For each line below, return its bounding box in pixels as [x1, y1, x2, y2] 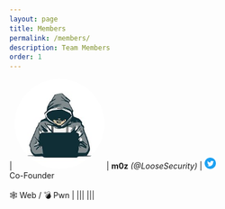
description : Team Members [9, 43, 111, 52]
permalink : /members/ [9, 33, 91, 42]
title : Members [9, 23, 67, 33]
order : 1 [9, 52, 42, 62]
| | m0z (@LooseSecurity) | [9, 160, 202, 171]
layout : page [9, 14, 58, 23]
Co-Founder [9, 170, 55, 181]
